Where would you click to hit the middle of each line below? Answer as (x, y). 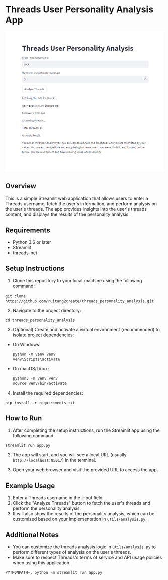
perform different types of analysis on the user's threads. (72, 552)
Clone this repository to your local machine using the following (77, 280)
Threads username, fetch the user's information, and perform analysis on (81, 204)
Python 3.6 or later (32, 242)
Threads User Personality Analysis (79, 9)
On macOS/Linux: (31, 368)
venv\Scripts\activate (36, 359)
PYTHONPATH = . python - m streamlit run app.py (54, 573)
